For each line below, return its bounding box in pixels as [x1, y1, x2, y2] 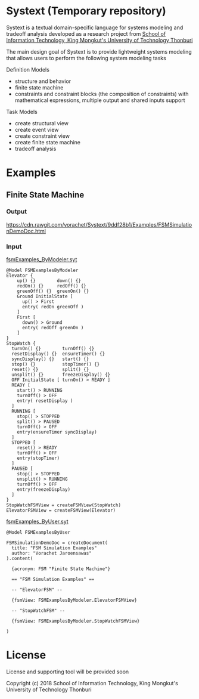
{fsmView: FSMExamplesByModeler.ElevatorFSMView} [11, 598, 137, 604]
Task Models [6, 108, 38, 115]
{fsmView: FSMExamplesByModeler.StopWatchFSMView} [11, 618, 140, 624]
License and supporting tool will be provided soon [6, 668, 129, 675]
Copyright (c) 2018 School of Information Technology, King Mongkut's [6, 680, 179, 687]
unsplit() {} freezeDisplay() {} [11, 372, 111, 378]
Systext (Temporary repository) [6, 4, 167, 18]
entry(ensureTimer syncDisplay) [17, 429, 97, 435]
